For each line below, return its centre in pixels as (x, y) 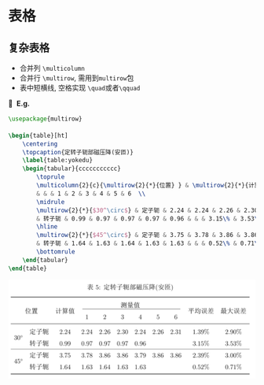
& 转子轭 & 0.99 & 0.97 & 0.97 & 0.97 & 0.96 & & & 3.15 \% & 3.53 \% (149, 218)
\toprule (51, 177)
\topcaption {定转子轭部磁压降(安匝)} (78, 152)
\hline (47, 227)
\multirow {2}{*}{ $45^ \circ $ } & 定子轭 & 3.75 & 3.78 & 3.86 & (139, 235)
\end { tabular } (45, 260)
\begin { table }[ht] (38, 135)
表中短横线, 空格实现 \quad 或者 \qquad (80, 88)
